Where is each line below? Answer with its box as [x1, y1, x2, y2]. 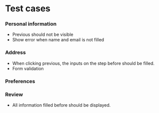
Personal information [5, 21, 57, 28]
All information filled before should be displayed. [12, 102, 111, 108]
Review [5, 91, 23, 98]
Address [5, 49, 26, 56]
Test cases [5, 3, 51, 14]
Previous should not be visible [12, 31, 74, 37]
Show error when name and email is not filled [12, 37, 104, 43]
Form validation [12, 65, 44, 71]
